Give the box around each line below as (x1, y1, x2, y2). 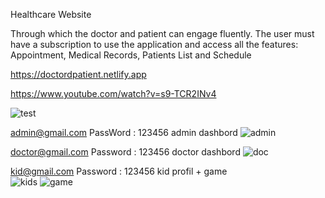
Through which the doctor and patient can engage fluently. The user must (10, 28, 315, 39)
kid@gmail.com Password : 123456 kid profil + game (10, 165, 228, 177)
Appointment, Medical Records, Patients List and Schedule (10, 49, 252, 61)
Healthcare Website (10, 9, 92, 20)
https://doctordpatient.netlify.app (10, 69, 147, 80)
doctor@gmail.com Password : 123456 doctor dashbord (10, 146, 241, 158)
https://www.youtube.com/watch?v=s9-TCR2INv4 (10, 88, 217, 99)
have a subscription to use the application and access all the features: (10, 39, 299, 50)
